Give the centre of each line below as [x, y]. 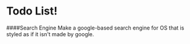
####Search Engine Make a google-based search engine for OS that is [95, 28]
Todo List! [32, 11]
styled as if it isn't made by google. [50, 34]
